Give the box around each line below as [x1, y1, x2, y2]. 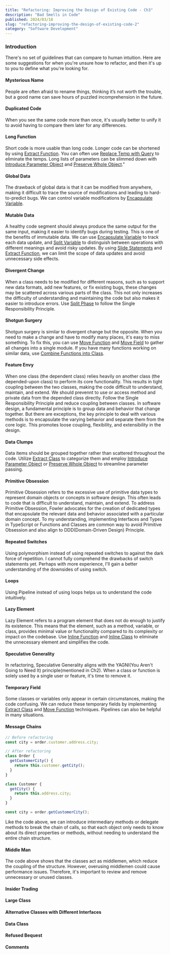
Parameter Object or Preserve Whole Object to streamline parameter [5, 461, 149, 467]
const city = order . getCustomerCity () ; [5, 810, 90, 815]
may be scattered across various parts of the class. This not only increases [5, 289, 162, 295]
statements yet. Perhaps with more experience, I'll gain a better [5, 561, 138, 567]
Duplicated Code [5, 105, 42, 112]
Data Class [5, 920, 29, 927]
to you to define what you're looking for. [5, 66, 89, 72]
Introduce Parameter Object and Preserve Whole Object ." [5, 161, 125, 168]
